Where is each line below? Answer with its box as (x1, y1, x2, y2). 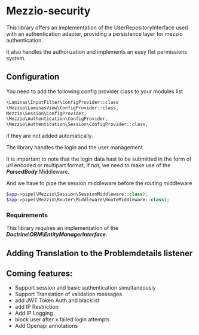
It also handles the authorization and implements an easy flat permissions (6, 48, 188, 55)
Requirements (6, 211, 48, 219)
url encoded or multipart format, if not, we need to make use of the (6, 162, 171, 169)
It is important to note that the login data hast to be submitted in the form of (6, 155, 192, 162)
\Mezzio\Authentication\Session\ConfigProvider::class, (6, 121, 148, 128)
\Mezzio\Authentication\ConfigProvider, (6, 116, 109, 122)
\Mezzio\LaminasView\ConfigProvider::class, (6, 105, 119, 111)
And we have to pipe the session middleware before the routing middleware (6, 180, 192, 187)
